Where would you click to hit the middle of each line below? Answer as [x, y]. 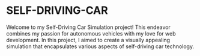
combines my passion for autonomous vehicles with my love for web [91, 33]
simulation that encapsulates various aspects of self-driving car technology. [100, 46]
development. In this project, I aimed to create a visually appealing [88, 40]
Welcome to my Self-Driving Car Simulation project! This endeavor [89, 27]
